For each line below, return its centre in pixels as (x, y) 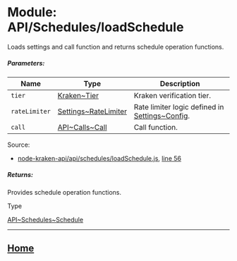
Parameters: (26, 63)
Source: (19, 145)
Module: (32, 12)
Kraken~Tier (78, 95)
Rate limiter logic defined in (179, 107)
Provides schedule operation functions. (65, 192)
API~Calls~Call (82, 127)
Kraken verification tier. (172, 95)
